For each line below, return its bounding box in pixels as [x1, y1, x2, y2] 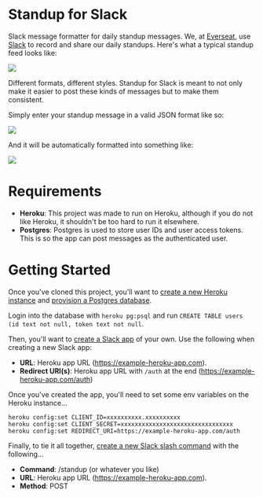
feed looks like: [8, 48, 57, 57]
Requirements [8, 182, 102, 201]
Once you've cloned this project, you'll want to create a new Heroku [8, 287, 228, 296]
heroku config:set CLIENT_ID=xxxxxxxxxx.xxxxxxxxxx [8, 413, 181, 422]
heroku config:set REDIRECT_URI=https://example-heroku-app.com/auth [8, 427, 241, 435]
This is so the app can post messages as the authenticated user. [19, 234, 228, 243]
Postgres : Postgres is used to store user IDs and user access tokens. [19, 225, 243, 234]
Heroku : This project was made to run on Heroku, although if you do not [19, 208, 254, 218]
